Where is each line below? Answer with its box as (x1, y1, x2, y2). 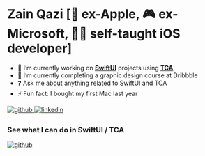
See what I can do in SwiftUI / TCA (7, 125, 124, 134)
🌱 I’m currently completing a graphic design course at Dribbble (17, 71, 198, 79)
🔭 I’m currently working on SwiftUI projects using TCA (17, 63, 174, 72)
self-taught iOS (89, 26, 181, 42)
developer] (7, 40, 72, 56)
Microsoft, (7, 26, 68, 42)
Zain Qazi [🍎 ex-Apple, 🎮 (7, 6, 156, 22)
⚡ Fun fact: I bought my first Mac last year (17, 89, 138, 97)
